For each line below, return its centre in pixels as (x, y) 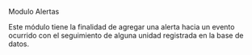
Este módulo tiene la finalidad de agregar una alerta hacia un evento (122, 27)
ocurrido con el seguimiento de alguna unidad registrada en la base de (126, 35)
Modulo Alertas (34, 12)
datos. (19, 44)
